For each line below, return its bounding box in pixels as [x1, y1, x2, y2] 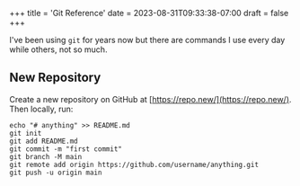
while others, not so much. [9, 44, 108, 55]
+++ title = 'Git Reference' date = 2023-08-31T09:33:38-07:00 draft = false [9, 8, 289, 18]
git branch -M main [9, 152, 83, 161]
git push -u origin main [9, 168, 102, 177]
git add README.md [9, 137, 78, 146]
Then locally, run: [9, 103, 74, 114]
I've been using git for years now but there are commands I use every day [9, 35, 286, 45]
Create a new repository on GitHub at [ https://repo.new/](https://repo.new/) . [9, 93, 292, 104]
